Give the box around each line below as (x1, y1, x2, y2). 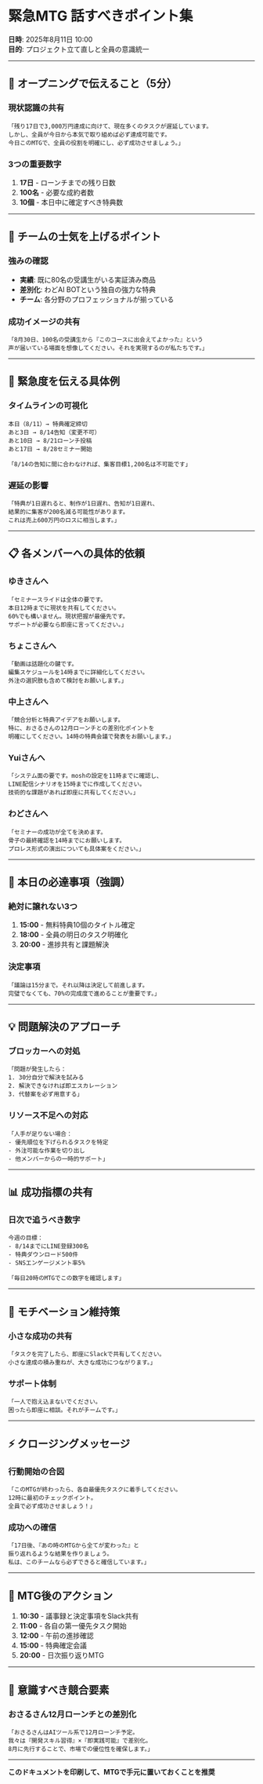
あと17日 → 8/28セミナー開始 (8, 445, 92, 453)
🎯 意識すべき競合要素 (8, 1683, 110, 1696)
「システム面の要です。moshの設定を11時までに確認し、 (8, 772, 163, 780)
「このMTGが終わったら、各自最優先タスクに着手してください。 (8, 1486, 182, 1494)
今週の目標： (8, 1234, 44, 1242)
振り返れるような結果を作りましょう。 (8, 1550, 113, 1558)
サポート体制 (8, 1378, 57, 1389)
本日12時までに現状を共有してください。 (8, 604, 120, 612)
